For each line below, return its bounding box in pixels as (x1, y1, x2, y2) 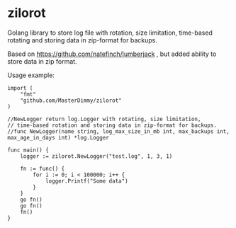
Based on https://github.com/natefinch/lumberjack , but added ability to (7, 50, 217, 58)
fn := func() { (20, 165, 65, 172)
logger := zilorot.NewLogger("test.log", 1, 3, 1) (20, 152, 173, 160)
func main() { (7, 147, 50, 154)
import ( (7, 84, 33, 91)
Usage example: (7, 71, 55, 79)
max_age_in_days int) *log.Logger (7, 134, 110, 141)
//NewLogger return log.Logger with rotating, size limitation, (7, 115, 201, 122)
